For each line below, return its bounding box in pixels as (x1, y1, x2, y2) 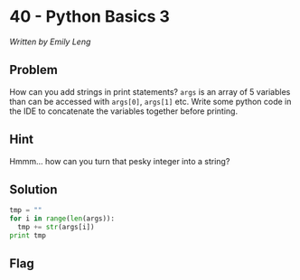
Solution (9, 182, 58, 197)
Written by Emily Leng (9, 36, 91, 47)
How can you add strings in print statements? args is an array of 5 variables (9, 86, 291, 97)
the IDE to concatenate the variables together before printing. (9, 106, 238, 117)
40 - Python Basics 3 (9, 6, 170, 27)
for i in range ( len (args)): (9, 214, 116, 223)
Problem (9, 62, 59, 78)
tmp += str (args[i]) (17, 223, 95, 232)
